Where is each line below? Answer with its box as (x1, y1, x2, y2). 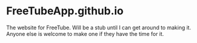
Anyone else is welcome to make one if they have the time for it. (6, 30, 164, 37)
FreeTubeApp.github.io (6, 4, 124, 18)
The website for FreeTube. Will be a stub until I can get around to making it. (6, 24, 192, 31)
